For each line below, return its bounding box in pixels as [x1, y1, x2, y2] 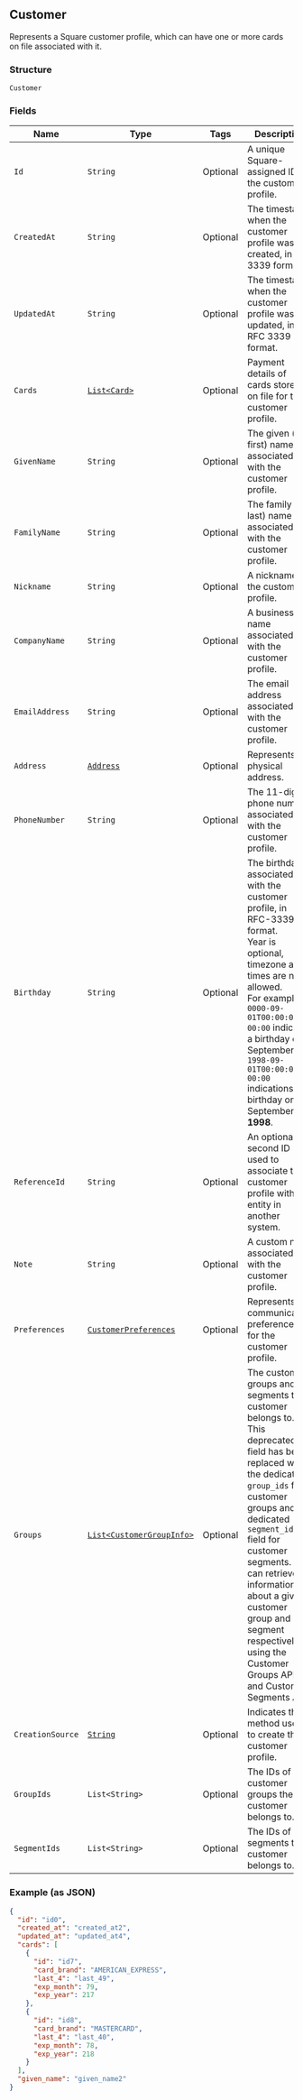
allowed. [246, 981, 283, 993]
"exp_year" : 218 [32, 2049, 95, 2059]
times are [246, 970, 287, 982]
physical [246, 760, 283, 772]
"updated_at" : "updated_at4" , [17, 1932, 131, 1941]
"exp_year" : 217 [32, 1991, 95, 2000]
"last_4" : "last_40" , [32, 2032, 115, 2041]
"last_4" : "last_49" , [32, 1974, 115, 1983]
